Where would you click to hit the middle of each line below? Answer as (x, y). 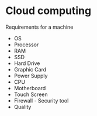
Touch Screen (31, 94)
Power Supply (31, 76)
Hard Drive (27, 63)
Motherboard (30, 88)
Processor (26, 45)
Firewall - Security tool (41, 100)
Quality (22, 107)
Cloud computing (49, 11)
